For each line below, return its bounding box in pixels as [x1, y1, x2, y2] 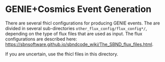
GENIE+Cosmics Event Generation [5, 3, 152, 15]
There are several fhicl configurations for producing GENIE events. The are [5, 20, 160, 26]
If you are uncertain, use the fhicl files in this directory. [5, 51, 118, 57]
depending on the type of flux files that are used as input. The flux [5, 30, 142, 36]
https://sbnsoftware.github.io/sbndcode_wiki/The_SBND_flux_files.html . [5, 41, 153, 47]
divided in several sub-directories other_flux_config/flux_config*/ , [5, 25, 147, 31]
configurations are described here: [5, 36, 77, 42]
